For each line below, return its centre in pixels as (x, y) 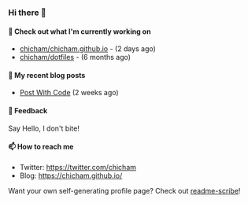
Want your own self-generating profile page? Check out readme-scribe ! (124, 190)
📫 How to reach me (41, 147)
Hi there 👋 (28, 13)
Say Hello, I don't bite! (44, 128)
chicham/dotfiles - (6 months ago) (75, 57)
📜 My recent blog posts (47, 75)
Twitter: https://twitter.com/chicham (78, 167)
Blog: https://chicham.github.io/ (71, 175)
